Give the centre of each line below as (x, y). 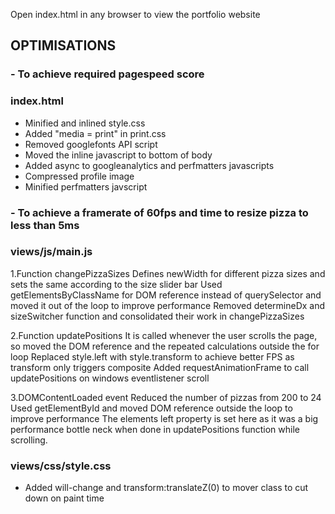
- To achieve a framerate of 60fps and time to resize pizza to (159, 212)
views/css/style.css (61, 466)
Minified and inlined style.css (85, 123)
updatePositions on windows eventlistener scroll (110, 378)
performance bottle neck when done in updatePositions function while (155, 429)
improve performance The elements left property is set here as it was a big (164, 418)
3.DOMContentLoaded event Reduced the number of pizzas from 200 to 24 (166, 397)
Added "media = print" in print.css (95, 133)
